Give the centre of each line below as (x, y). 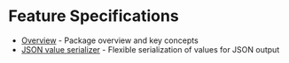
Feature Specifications (94, 16)
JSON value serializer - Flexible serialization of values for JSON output (150, 49)
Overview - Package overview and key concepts (109, 40)
